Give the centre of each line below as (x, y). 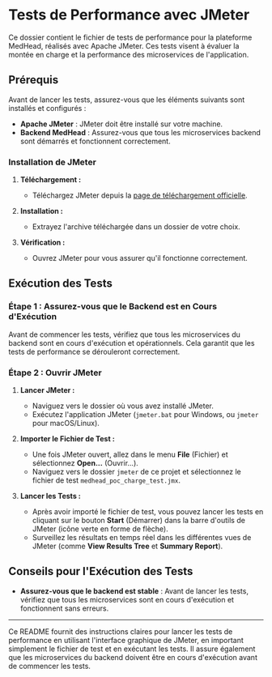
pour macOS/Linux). (66, 424)
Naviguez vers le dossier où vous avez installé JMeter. (123, 406)
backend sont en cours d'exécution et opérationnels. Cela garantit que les (132, 343)
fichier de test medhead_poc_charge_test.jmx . (106, 480)
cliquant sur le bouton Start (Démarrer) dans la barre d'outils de (138, 521)
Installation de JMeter (53, 162)
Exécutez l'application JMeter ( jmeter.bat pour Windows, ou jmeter (145, 415)
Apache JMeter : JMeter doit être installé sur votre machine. (121, 124)
